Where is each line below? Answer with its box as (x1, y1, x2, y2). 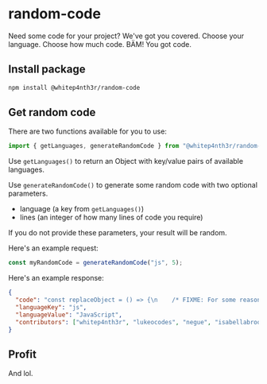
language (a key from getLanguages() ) (19, 204, 145, 214)
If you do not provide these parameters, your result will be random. (8, 228, 228, 238)
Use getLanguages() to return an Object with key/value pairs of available (8, 157, 244, 166)
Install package (8, 63, 86, 76)
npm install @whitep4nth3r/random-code (8, 83, 141, 91)
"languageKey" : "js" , (15, 303, 87, 311)
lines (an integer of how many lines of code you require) (19, 212, 203, 223)
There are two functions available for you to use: (8, 126, 167, 136)
